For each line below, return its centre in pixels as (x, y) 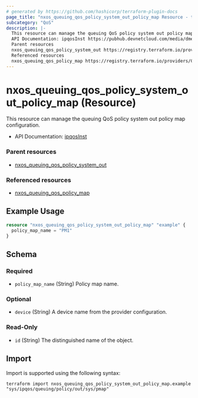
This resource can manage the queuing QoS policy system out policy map (96, 119)
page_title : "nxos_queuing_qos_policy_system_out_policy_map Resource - (97, 17)
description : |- (26, 28)
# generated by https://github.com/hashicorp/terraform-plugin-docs (92, 11)
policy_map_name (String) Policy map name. (67, 284)
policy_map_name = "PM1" (42, 231)
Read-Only (22, 327)
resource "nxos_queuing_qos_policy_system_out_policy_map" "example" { (96, 225)
